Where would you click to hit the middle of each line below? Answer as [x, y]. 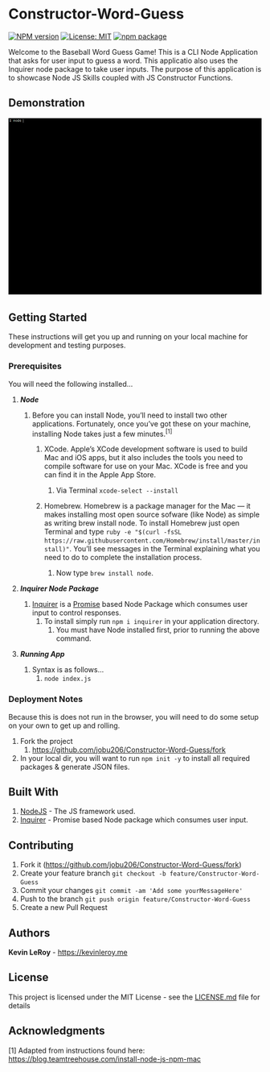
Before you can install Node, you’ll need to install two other [129, 415]
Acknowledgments [57, 1031]
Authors [29, 933]
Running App [42, 654]
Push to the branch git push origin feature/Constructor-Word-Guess [135, 899]
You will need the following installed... [71, 384]
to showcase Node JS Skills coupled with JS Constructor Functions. [121, 77]
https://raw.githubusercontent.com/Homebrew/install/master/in [152, 541]
